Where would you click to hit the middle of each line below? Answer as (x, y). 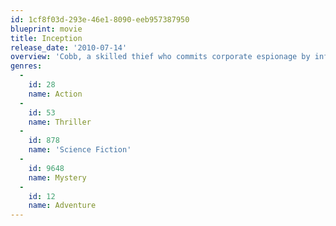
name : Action (55, 94)
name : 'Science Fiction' (80, 150)
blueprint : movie (46, 29)
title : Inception (46, 38)
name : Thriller (60, 122)
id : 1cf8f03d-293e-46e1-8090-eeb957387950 (100, 19)
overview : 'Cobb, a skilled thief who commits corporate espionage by (160, 57)
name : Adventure (62, 206)
